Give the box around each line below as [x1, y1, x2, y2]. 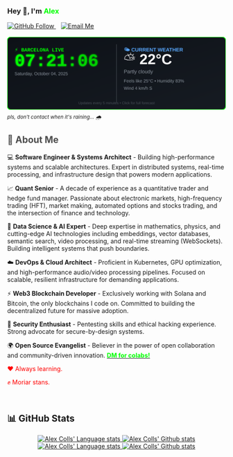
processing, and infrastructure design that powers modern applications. [7, 170, 213, 179]
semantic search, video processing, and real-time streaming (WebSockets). [7, 237, 223, 245]
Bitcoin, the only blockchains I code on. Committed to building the [7, 299, 196, 307]
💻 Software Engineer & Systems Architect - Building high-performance [7, 152, 215, 161]
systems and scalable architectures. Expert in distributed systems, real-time [7, 163, 225, 171]
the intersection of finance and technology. [7, 208, 130, 217]
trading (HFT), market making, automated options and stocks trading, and [7, 201, 218, 210]
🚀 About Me [7, 134, 59, 146]
